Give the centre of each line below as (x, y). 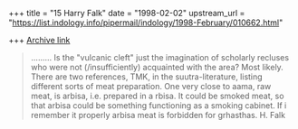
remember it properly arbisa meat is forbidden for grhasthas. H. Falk (158, 115)
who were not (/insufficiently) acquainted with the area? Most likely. (157, 67)
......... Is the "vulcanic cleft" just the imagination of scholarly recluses (160, 57)
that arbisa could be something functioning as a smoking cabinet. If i (159, 106)
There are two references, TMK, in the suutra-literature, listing (147, 77)
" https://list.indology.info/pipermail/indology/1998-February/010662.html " (146, 23)
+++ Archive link (39, 40)
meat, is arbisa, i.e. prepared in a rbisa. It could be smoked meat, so (157, 96)
